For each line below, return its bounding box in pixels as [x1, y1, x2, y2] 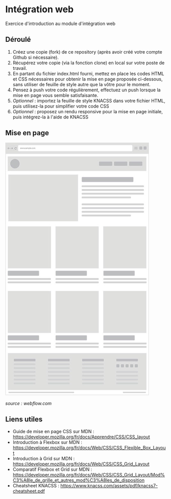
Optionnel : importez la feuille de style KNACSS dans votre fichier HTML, [12, 97, 166, 104]
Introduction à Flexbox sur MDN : [12, 439, 83, 445]
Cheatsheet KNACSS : [12, 483, 60, 489]
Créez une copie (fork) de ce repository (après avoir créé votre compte [12, 48, 162, 55]
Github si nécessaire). [12, 54, 59, 60]
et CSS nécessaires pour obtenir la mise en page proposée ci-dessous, [12, 76, 163, 82]
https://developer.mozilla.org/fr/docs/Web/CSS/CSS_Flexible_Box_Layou [12, 445, 166, 451]
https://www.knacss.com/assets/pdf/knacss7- [60, 483, 158, 489]
